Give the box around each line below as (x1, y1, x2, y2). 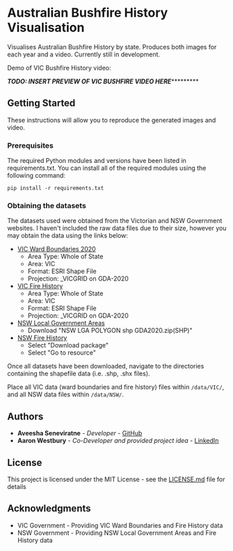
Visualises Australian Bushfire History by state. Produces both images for (7, 42, 217, 51)
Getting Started (7, 98, 76, 109)
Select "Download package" (27, 341, 109, 350)
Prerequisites (7, 141, 54, 150)
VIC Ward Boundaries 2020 (17, 245, 96, 254)
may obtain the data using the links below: (7, 231, 129, 240)
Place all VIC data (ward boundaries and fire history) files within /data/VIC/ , (7, 383, 225, 391)
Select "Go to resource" (27, 348, 96, 357)
